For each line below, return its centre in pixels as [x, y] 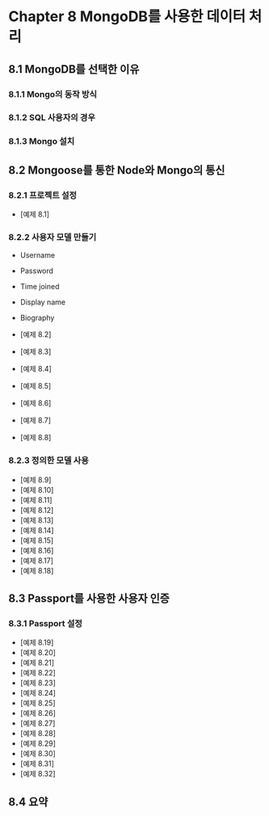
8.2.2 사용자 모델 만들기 [53, 237]
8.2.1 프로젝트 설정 [43, 195]
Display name [43, 302]
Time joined [40, 287]
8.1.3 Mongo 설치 [42, 141]
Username [37, 255]
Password [37, 271]
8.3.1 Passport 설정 [46, 623]
